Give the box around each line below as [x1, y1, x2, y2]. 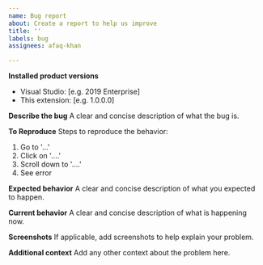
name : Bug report [8, 11, 67, 20]
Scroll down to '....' [19, 159, 83, 170]
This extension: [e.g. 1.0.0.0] [19, 95, 115, 105]
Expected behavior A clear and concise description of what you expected [8, 183, 256, 194]
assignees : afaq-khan [8, 42, 82, 50]
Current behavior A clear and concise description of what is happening [8, 208, 247, 218]
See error [19, 168, 53, 178]
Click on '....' [19, 151, 62, 161]
